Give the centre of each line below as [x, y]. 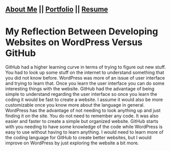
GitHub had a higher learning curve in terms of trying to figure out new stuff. [86, 67]
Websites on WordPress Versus [74, 42]
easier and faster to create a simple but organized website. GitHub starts [82, 121]
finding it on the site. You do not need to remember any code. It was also [82, 116]
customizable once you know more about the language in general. [75, 105]
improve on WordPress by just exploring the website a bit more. [72, 143]
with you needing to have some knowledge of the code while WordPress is [84, 127]
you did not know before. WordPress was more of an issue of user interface [85, 78]
